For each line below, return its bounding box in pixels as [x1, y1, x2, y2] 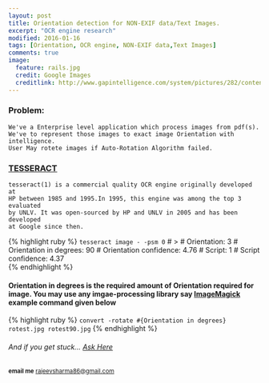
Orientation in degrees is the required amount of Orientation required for [8, 281, 255, 290]
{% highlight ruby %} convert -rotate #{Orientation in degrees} [8, 315, 227, 325]
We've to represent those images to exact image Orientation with [8, 130, 235, 138]
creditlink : [15, 78, 56, 86]
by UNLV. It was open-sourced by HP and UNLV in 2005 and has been [8, 209, 239, 217]
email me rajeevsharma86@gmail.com [8, 367, 114, 375]
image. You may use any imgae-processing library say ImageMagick [8, 289, 241, 298]
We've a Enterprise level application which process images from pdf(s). [8, 123, 260, 131]
